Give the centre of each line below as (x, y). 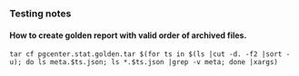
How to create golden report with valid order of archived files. (128, 35)
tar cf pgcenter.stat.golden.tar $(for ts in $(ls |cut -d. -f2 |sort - (150, 54)
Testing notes (40, 14)
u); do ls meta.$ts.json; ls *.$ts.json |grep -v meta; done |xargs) (144, 62)
